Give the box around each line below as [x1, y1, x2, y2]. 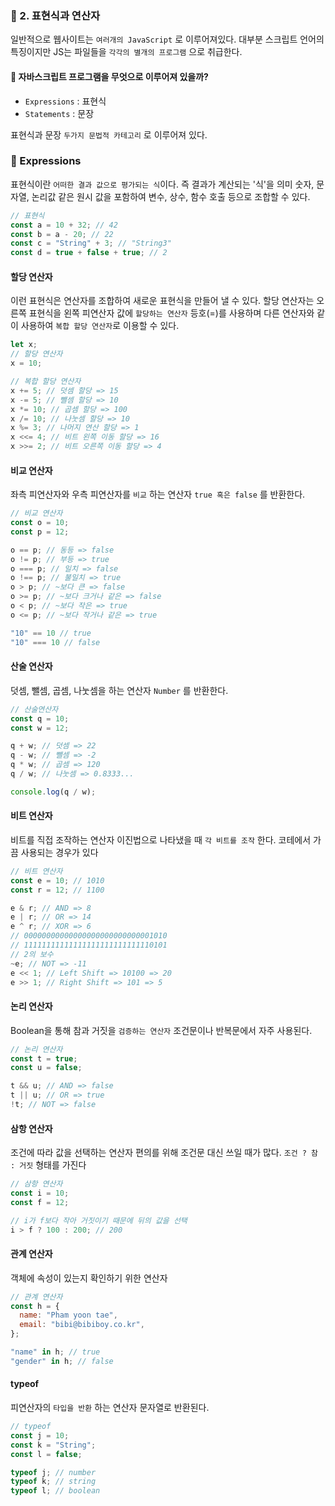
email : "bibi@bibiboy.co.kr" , [19, 1320, 145, 1330]
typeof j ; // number [10, 1467, 97, 1477]
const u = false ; [10, 1063, 83, 1073]
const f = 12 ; [10, 1197, 70, 1207]
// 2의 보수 [10, 949, 54, 959]
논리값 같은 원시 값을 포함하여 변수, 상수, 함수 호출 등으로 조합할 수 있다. [31, 190, 311, 202]
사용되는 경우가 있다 [20, 846, 99, 858]
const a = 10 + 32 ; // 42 [10, 220, 118, 230]
